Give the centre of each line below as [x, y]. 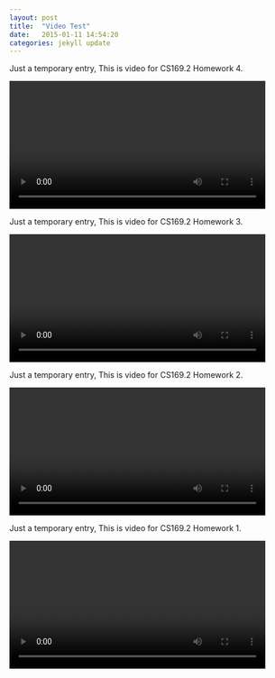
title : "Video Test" [50, 26]
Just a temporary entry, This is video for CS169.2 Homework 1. [125, 527]
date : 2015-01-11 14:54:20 [64, 34]
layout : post [34, 18]
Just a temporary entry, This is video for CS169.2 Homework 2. [126, 374]
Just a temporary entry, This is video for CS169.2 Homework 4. [126, 69]
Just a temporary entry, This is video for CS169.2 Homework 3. [126, 222]
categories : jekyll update [60, 43]
